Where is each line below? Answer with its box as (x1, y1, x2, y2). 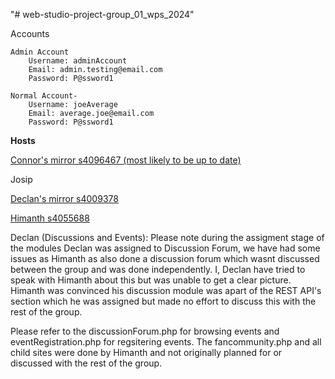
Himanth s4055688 (10, 212, 90, 224)
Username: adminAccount (28, 56, 128, 66)
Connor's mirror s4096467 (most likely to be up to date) (10, 154, 242, 166)
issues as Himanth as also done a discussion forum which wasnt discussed (10, 253, 320, 264)
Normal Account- (10, 91, 78, 101)
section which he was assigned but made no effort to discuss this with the (10, 295, 317, 307)
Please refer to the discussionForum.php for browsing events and (10, 325, 280, 337)
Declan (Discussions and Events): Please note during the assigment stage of (10, 232, 325, 243)
